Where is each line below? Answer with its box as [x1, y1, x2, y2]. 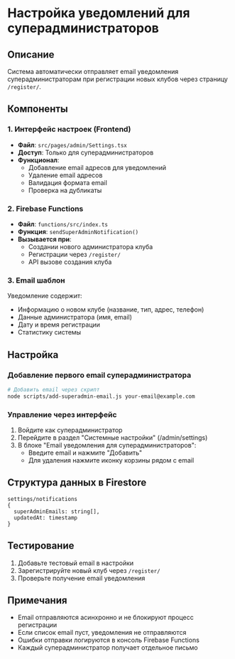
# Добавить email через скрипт [7, 386, 100, 393]
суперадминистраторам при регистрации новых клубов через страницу [7, 75, 229, 83]
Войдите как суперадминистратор [17, 426, 123, 435]
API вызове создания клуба [28, 258, 112, 266]
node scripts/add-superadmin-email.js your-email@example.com [7, 393, 195, 400]
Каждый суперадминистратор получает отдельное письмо [17, 643, 199, 652]
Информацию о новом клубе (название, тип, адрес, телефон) [17, 305, 204, 314]
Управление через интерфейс [7, 409, 117, 419]
